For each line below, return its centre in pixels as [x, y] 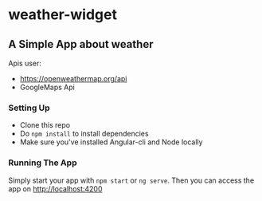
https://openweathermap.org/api [73, 79]
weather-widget [63, 15]
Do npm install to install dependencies [84, 134]
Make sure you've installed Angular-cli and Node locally [111, 142]
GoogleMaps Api [47, 87]
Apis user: [25, 63]
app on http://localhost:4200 [55, 188]
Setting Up [29, 108]
